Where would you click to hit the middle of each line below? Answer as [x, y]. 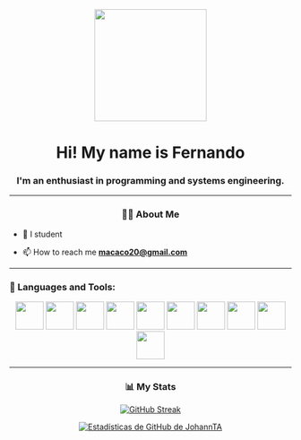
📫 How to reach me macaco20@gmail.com [105, 252]
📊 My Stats [150, 387]
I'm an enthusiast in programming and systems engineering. [150, 181]
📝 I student [42, 234]
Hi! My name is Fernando [150, 153]
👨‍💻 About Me [150, 214]
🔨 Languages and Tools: [63, 287]
